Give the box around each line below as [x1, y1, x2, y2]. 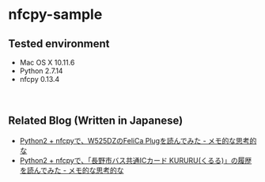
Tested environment [8, 37, 110, 50]
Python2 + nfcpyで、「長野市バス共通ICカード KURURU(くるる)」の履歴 [19, 155, 252, 165]
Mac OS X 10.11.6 [19, 58, 75, 67]
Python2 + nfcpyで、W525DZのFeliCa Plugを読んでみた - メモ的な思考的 [19, 136, 257, 145]
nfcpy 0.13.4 [19, 75, 60, 84]
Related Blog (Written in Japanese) [8, 114, 184, 128]
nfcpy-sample [8, 6, 103, 24]
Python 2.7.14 [19, 66, 63, 76]
